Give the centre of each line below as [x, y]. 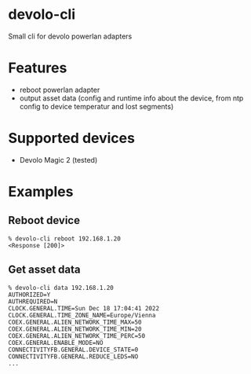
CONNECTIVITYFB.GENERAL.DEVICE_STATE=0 [73, 350]
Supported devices [72, 138]
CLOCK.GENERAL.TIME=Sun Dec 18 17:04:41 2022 [84, 308]
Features [38, 68]
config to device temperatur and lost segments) [96, 106]
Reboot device [44, 220]
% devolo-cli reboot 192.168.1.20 [65, 238]
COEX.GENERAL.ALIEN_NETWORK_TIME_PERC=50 [77, 335]
